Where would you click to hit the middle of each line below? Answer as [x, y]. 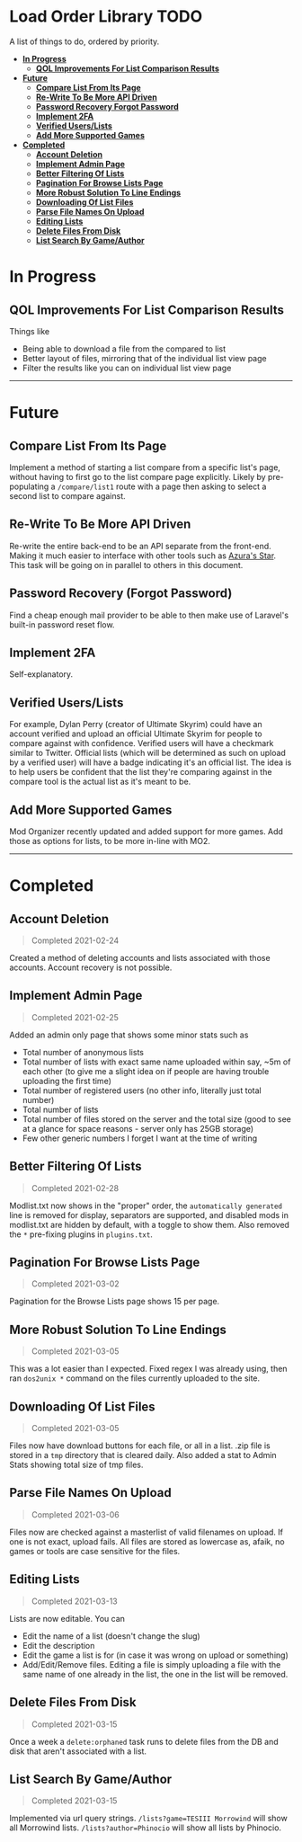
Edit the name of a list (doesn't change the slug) [111, 1636]
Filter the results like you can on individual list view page [127, 368]
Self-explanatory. [41, 674]
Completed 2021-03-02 [75, 1284]
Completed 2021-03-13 [75, 1601]
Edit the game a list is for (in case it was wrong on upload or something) [155, 1655]
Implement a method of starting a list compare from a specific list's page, [145, 467]
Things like [30, 331]
